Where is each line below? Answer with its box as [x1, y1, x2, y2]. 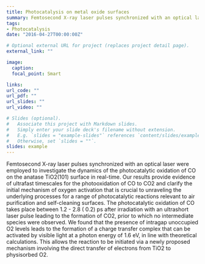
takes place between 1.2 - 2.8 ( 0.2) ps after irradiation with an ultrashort [6, 205, 189, 213]
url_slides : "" [6, 99, 45, 105]
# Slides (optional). [6, 115, 62, 121]
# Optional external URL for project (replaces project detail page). [6, 43, 190, 49]
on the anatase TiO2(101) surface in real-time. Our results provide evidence [6, 173, 196, 180]
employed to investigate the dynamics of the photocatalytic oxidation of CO [6, 167, 196, 174]
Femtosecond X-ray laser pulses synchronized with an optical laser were [6, 160, 189, 168]
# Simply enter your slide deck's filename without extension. [6, 126, 176, 133]
